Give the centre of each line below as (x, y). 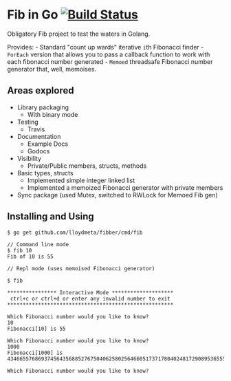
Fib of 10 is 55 (30, 257)
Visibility (29, 158)
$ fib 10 (20, 250)
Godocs (38, 151)
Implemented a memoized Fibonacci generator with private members (125, 187)
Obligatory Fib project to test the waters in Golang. (79, 34)
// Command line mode (38, 244)
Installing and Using (51, 217)
